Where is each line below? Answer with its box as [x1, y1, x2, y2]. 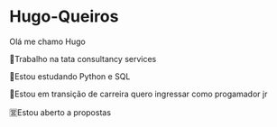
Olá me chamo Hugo [9, 36, 86, 47]
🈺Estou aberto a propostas [9, 106, 111, 118]
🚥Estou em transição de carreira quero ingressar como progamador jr [9, 88, 268, 99]
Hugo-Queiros [9, 6, 119, 27]
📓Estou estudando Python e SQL [9, 70, 131, 82]
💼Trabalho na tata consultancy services [9, 53, 157, 64]
